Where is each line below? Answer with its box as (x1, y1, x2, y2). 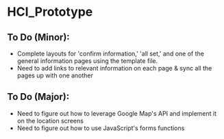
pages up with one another (16, 71, 94, 79)
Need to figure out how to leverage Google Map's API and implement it (16, 109, 217, 117)
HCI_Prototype (7, 4, 93, 20)
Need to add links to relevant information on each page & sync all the (16, 64, 212, 72)
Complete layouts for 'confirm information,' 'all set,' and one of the (16, 49, 204, 58)
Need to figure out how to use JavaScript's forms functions (16, 124, 185, 132)
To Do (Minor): (7, 31, 70, 43)
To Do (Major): (7, 91, 70, 103)
